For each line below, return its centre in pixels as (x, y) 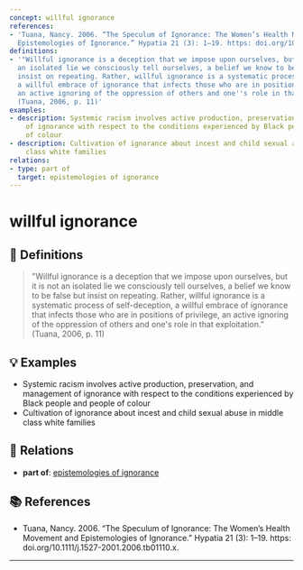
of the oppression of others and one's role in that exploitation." (147, 325)
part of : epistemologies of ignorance (91, 472)
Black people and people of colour (87, 403)
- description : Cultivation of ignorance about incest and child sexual (149, 143)
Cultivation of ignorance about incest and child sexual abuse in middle (153, 413)
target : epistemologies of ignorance (88, 177)
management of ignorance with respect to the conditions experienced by (158, 394)
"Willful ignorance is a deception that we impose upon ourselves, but (160, 277)
